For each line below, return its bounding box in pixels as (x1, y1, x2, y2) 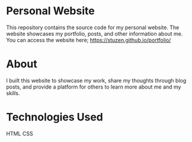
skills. (6, 89, 20, 96)
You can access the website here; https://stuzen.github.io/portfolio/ (6, 36, 171, 43)
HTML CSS (6, 130, 34, 137)
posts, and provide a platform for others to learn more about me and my (6, 83, 181, 90)
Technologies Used (6, 111, 104, 124)
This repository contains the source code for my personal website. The (6, 24, 180, 31)
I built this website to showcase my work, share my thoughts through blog (6, 77, 187, 84)
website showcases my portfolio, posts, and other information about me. (6, 30, 183, 37)
